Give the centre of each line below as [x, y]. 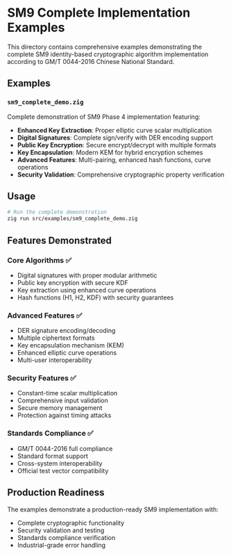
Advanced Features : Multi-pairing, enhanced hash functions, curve [114, 160]
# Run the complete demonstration [57, 212]
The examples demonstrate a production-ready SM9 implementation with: [113, 509]
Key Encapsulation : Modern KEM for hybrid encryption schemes [110, 152]
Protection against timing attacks [64, 416]
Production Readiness [56, 492]
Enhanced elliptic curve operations [67, 353]
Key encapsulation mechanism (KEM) [71, 345]
